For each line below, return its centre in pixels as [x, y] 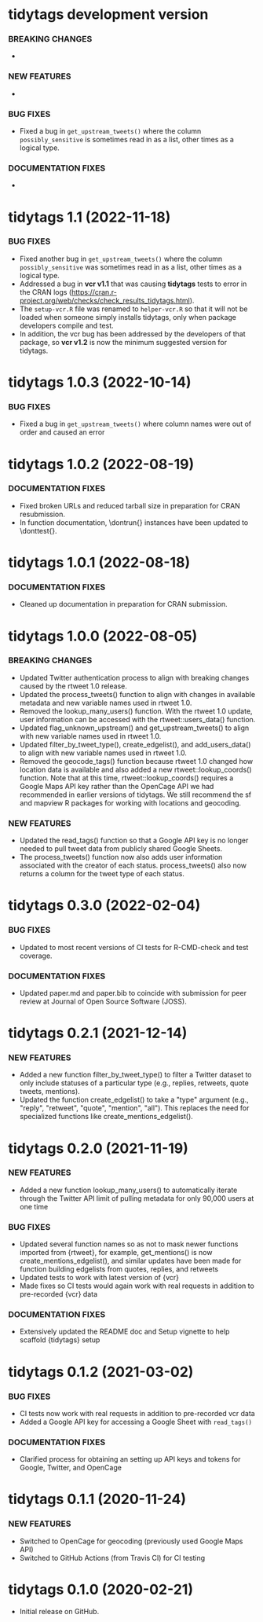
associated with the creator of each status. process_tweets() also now [133, 865]
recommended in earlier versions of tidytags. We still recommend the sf [135, 794]
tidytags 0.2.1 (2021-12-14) [98, 1033]
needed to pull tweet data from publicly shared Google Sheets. [121, 849]
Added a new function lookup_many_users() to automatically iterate [128, 1190]
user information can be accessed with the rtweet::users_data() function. [137, 719]
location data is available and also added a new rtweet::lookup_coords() [135, 769]
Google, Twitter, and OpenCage [70, 1468]
